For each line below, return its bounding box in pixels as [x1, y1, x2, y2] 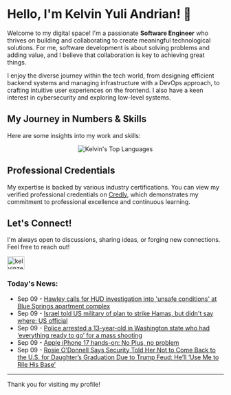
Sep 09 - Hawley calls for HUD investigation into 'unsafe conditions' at [16, 295, 217, 303]
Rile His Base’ [16, 360, 56, 368]
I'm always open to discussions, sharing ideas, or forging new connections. [7, 236, 221, 244]
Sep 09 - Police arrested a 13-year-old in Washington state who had [16, 324, 210, 332]
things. [7, 58, 27, 66]
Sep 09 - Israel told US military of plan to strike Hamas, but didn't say [16, 309, 214, 317]
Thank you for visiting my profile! [7, 380, 101, 388]
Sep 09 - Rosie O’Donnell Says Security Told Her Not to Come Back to [16, 346, 217, 354]
